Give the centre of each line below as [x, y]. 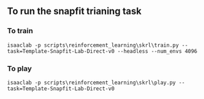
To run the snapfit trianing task [74, 11]
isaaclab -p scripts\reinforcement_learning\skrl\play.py [91, 82]
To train [20, 31]
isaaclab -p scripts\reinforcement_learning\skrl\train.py [93, 45]
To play [20, 68]
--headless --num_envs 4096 [157, 51]
